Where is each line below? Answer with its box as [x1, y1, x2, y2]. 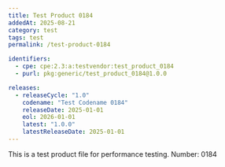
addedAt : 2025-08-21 [8, 19, 76, 27]
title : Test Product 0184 [8, 11, 93, 20]
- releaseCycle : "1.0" [15, 91, 90, 99]
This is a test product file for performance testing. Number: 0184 [8, 149, 218, 158]
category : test [8, 26, 58, 34]
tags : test [8, 33, 44, 42]
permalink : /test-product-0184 [8, 41, 111, 49]
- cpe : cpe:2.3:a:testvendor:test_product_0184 [15, 62, 175, 71]
